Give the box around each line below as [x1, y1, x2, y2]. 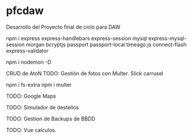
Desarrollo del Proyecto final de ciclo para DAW [6, 23, 121, 30]
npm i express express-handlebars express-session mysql [6, 34, 148, 42]
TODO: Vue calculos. [6, 126, 57, 133]
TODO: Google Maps [6, 92, 56, 99]
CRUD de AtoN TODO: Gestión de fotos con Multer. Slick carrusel [6, 70, 164, 77]
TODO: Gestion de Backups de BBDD [6, 115, 95, 122]
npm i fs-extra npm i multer [6, 81, 72, 88]
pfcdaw [6, 4, 44, 18]
